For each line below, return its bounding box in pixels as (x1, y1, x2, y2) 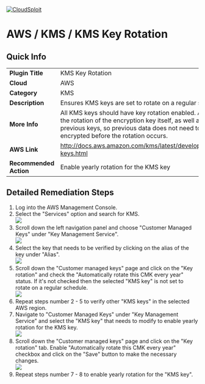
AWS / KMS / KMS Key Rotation (6, 28, 168, 41)
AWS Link (9, 146, 38, 153)
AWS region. (15, 304, 47, 311)
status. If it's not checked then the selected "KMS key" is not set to (15, 277, 184, 284)
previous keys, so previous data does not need (60, 124, 194, 132)
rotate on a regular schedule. (15, 284, 88, 291)
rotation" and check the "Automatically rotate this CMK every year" (15, 271, 184, 278)
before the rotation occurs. (91, 131, 168, 140)
